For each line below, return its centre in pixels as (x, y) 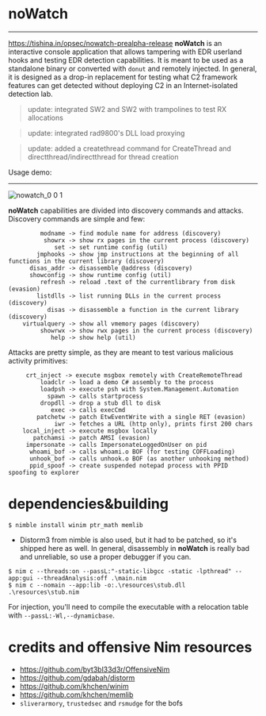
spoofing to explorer (44, 472)
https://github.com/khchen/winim (74, 686)
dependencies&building (88, 504)
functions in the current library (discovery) (86, 261)
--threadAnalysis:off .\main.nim (92, 578)
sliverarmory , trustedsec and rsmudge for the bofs (101, 703)
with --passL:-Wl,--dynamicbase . (61, 615)
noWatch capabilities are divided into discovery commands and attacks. (126, 210)
